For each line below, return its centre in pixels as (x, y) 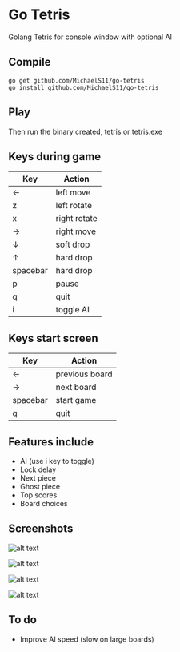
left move (73, 192)
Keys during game (55, 157)
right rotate (76, 219)
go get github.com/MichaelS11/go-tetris (77, 80)
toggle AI (72, 310)
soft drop (73, 244)
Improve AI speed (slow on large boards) (87, 639)
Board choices (44, 503)
